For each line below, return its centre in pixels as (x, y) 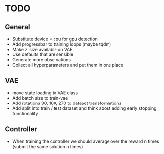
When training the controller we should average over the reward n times (86, 141)
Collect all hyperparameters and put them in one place (68, 65)
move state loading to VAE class (45, 93)
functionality (25, 113)
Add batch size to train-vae (40, 98)
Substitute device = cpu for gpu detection (55, 39)
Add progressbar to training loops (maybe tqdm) (62, 44)
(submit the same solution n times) (48, 146)
